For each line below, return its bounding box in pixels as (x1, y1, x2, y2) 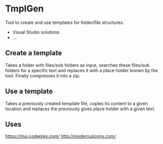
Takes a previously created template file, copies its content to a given (5, 100, 148, 106)
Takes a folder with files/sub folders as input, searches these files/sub (5, 62, 150, 68)
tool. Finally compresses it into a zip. (5, 73, 80, 79)
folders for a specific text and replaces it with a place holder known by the (5, 67, 158, 73)
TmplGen (5, 3, 44, 14)
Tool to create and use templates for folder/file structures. (5, 19, 124, 25)
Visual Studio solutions (12, 29, 60, 35)
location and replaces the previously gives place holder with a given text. (5, 106, 155, 112)
